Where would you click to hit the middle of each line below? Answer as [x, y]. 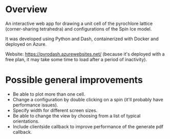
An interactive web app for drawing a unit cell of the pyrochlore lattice [79, 23]
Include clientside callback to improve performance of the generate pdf [88, 126]
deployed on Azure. [26, 44]
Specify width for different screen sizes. [55, 110]
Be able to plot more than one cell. [49, 94]
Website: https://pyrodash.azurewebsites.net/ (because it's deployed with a [85, 54]
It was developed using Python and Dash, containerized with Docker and [82, 39]
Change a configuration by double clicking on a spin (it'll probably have [88, 99]
